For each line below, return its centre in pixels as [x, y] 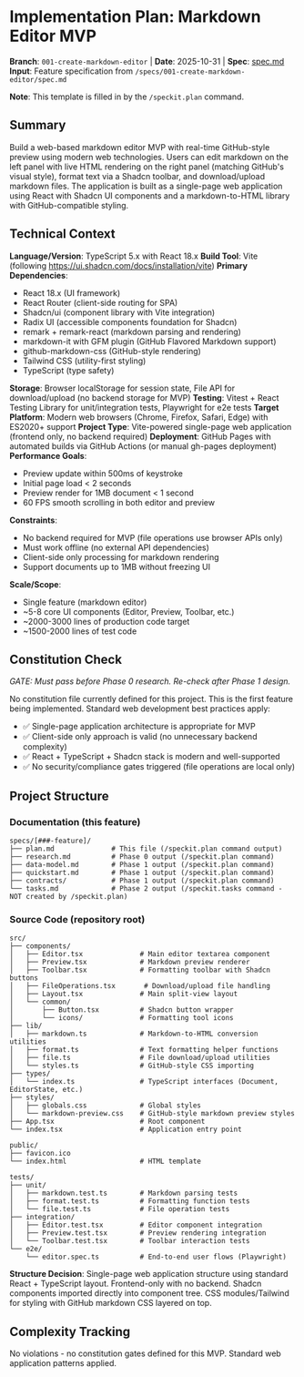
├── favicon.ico [40, 1154]
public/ [24, 1146]
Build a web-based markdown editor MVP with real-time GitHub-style [140, 147]
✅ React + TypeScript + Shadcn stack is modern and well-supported [151, 757]
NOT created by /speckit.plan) [69, 897]
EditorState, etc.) [46, 1090]
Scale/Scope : [35, 584]
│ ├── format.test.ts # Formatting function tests [130, 1201]
